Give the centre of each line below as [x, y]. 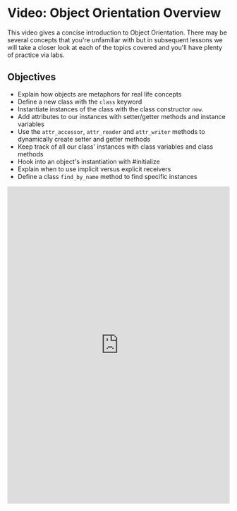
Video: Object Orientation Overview [114, 13]
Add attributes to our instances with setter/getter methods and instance [121, 116]
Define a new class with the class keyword [80, 101]
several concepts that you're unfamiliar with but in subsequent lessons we [115, 39]
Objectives [32, 77]
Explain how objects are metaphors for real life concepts [99, 94]
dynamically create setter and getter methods [84, 139]
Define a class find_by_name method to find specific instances [107, 176]
